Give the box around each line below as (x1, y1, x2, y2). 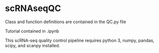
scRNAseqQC (5, 3, 61, 14)
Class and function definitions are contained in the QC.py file (5, 19, 127, 25)
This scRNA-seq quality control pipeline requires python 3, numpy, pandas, (5, 37, 155, 43)
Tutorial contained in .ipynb (5, 28, 59, 34)
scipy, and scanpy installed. (5, 42, 60, 48)
